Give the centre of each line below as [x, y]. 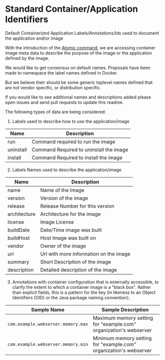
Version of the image [64, 198]
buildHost [19, 238]
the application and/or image [34, 38]
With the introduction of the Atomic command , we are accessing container [80, 48]
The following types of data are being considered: [56, 112]
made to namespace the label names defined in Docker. [61, 73]
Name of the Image [62, 190]
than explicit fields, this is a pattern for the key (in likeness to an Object [84, 292]
